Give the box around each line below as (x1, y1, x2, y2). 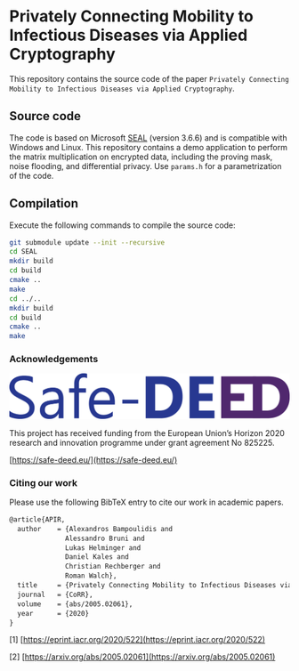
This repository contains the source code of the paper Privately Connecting (9, 73, 289, 84)
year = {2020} (17, 609, 90, 618)
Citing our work (9, 476, 78, 489)
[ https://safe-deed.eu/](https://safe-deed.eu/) (9, 454, 178, 465)
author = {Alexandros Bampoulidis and (17, 524, 174, 533)
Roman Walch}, (65, 571, 117, 580)
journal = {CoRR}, (17, 590, 93, 599)
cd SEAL (9, 247, 38, 256)
